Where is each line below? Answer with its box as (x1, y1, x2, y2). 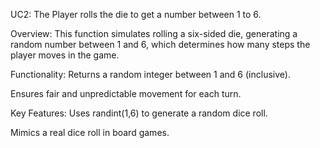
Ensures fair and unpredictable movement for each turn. (10, 88, 242, 99)
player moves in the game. (10, 49, 120, 61)
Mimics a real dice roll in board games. (10, 127, 170, 138)
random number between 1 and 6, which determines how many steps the (10, 39, 311, 50)
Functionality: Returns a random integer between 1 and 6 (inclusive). (10, 69, 291, 80)
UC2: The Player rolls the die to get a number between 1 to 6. (10, 9, 262, 20)
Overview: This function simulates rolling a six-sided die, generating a (10, 28, 298, 39)
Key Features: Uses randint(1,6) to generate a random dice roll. (10, 107, 268, 119)
